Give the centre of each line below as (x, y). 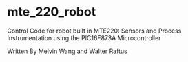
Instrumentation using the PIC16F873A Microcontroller (84, 37)
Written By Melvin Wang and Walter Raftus (67, 51)
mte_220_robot (52, 12)
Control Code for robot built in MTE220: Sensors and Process (94, 31)
